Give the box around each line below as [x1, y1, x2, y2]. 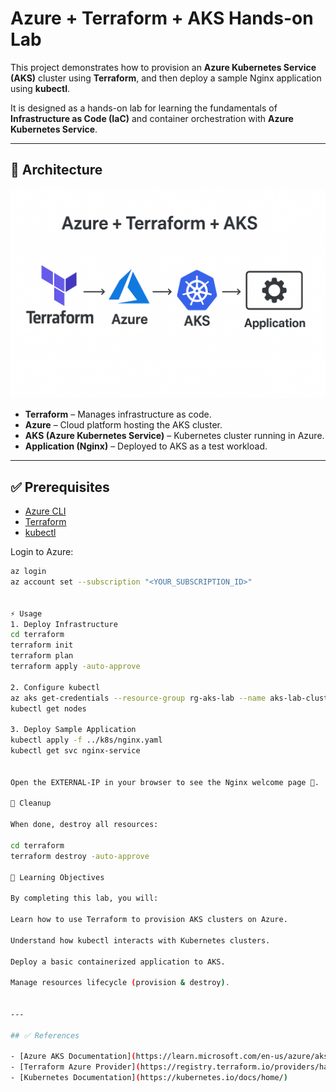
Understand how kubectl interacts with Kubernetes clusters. [10, 935, 271, 946]
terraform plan [10, 651, 74, 661]
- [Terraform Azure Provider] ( [10, 1062, 141, 1072]
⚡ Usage [10, 608, 43, 619]
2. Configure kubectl [10, 682, 101, 692]
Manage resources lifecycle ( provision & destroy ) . [10, 978, 230, 988]
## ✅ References [10, 1030, 80, 1041]
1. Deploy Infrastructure [10, 619, 118, 629]
